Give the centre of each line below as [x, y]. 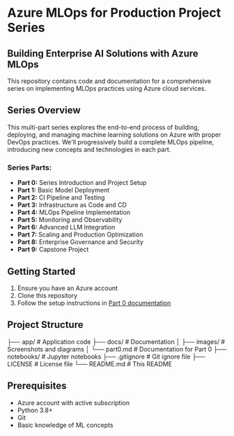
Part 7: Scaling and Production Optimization [80, 234]
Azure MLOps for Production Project [114, 13]
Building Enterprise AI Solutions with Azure [103, 53]
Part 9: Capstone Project [53, 250]
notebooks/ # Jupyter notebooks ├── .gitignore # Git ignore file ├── [106, 356]
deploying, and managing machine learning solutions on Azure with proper [114, 135]
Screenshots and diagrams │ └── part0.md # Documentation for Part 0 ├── [117, 349]
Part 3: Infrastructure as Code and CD [72, 205]
